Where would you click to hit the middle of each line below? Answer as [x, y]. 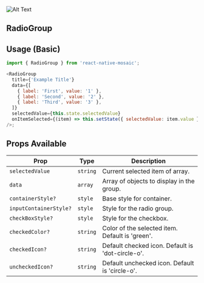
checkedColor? [30, 232]
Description [148, 161]
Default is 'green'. [127, 236]
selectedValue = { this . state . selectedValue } [66, 114]
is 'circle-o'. [120, 270]
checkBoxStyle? [31, 218]
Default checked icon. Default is [148, 245]
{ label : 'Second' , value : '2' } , [61, 97]
